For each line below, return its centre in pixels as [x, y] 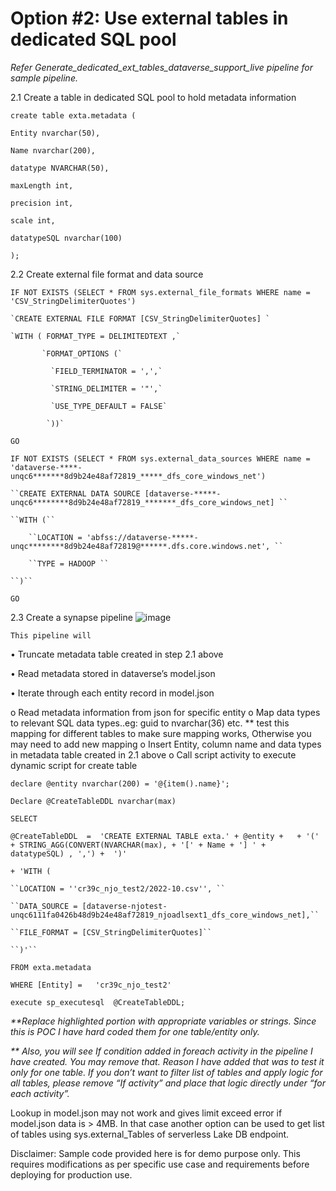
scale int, [33, 220]
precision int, [42, 203]
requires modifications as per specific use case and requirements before [160, 1164]
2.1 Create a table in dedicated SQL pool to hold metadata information [153, 97]
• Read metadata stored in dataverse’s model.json [113, 673]
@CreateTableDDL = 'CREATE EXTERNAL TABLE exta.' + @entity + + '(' [165, 836]
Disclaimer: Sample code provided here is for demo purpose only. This [155, 1153]
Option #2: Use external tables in [149, 18]
